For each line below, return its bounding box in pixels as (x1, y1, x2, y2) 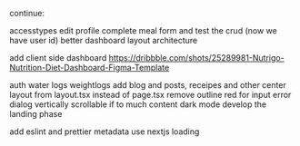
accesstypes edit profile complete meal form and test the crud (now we (9, 25, 277, 35)
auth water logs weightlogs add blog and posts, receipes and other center (9, 80, 286, 90)
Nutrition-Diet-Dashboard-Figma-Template (9, 63, 170, 73)
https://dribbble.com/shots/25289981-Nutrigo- (108, 53, 285, 63)
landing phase (9, 109, 63, 119)
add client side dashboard (9, 53, 107, 63)
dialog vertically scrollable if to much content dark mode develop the (9, 99, 267, 110)
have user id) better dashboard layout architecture (9, 35, 198, 45)
